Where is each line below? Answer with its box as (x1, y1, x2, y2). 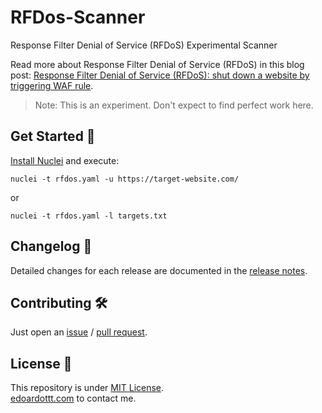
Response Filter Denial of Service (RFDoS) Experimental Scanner (10, 39, 278, 51)
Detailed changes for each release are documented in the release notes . (10, 264, 308, 276)
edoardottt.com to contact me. (10, 392, 137, 405)
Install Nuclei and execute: (10, 154, 120, 166)
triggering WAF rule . (10, 79, 94, 91)
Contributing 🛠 (10, 294, 108, 311)
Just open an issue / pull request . (10, 326, 148, 338)
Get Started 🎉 (10, 128, 96, 145)
